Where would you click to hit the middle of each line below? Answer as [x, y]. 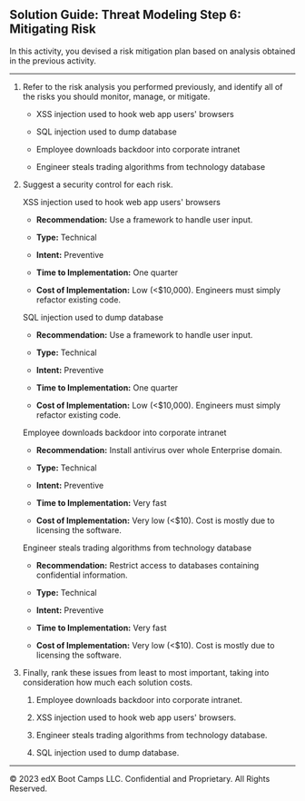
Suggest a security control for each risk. [98, 184]
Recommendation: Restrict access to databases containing [148, 565]
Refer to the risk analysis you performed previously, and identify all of [152, 86]
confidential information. [82, 575]
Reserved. [29, 788]
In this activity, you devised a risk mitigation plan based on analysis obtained [152, 51]
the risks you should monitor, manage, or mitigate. [116, 96]
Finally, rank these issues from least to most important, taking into [146, 672]
